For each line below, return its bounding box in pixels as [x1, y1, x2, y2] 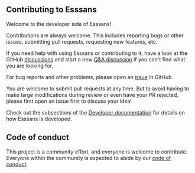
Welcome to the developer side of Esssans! [6, 20, 112, 27]
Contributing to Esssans [6, 5, 97, 15]
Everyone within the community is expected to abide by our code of [6, 154, 171, 161]
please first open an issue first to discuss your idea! [6, 97, 132, 105]
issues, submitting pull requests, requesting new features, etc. [6, 38, 158, 45]
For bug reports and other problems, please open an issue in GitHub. [6, 73, 174, 80]
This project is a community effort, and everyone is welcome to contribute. [6, 148, 188, 155]
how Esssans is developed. [6, 115, 72, 122]
